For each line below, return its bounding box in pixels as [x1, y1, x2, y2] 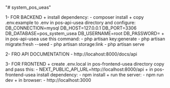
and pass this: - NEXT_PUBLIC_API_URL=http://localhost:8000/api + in [5, 66, 153, 72]
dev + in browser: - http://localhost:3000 [5, 77, 91, 83]
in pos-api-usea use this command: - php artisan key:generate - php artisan [5, 36, 165, 42]
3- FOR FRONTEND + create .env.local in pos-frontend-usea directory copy [5, 61, 164, 67]
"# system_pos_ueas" [5, 5, 51, 10]
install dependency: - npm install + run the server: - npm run [36, 72, 164, 78]
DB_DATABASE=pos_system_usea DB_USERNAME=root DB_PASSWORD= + [5, 31, 165, 36]
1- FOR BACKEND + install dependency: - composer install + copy [5, 14, 144, 20]
